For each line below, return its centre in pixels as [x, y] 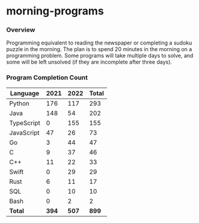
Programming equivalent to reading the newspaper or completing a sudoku [99, 43]
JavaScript [25, 132]
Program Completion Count [47, 78]
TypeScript [25, 123]
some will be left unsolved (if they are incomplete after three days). [89, 62]
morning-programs [55, 11]
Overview [21, 30]
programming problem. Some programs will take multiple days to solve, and [100, 56]
